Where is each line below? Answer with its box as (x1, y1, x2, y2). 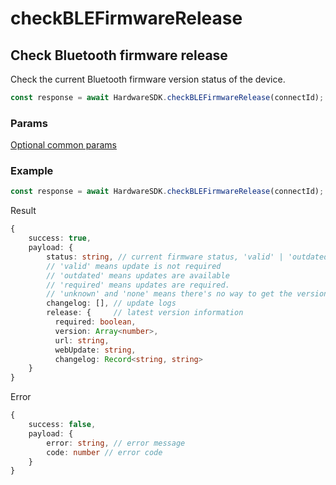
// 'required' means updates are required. (46, 280, 230, 290)
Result (10, 205, 37, 217)
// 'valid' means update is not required (46, 261, 222, 271)
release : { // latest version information (46, 308, 244, 318)
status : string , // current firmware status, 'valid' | (46, 252, 284, 262)
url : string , (54, 335, 110, 346)
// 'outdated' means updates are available (46, 270, 230, 281)
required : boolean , (54, 317, 137, 327)
